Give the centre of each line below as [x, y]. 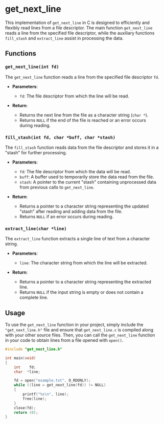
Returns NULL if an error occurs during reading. [66, 216]
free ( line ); [35, 399]
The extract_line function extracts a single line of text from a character [78, 239]
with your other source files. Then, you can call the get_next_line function [80, 335]
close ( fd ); [25, 408]
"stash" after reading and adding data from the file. [71, 211]
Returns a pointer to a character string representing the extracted [85, 282]
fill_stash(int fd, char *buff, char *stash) [60, 137]
